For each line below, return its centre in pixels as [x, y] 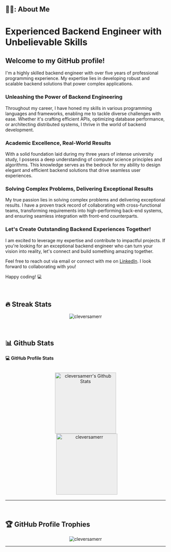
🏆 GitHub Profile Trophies [48, 524]
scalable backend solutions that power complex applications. [69, 84]
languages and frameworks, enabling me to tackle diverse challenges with [83, 113]
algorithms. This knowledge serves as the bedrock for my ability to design [83, 165]
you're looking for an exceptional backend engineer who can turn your [79, 246]
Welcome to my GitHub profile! [55, 61]
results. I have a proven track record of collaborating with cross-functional [83, 205]
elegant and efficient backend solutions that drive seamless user [73, 170]
